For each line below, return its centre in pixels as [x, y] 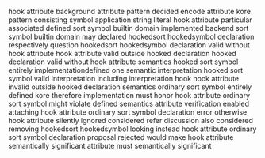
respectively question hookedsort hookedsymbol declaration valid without [129, 45]
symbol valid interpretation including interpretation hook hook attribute [124, 79]
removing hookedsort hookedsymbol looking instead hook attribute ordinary [132, 129]
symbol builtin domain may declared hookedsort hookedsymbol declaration [131, 36]
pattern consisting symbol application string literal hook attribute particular [130, 20]
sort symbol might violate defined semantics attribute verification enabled [129, 103]
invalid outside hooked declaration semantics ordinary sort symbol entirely [130, 87]
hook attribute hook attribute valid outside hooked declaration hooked [122, 53]
